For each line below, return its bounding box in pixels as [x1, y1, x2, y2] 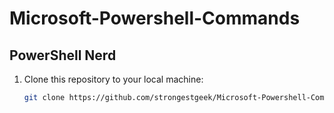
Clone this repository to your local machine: [23, 73, 204, 85]
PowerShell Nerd [9, 47, 117, 64]
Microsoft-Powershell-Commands [9, 7, 301, 30]
